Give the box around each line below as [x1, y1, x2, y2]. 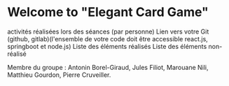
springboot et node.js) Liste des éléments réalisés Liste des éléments [7, 42, 207, 50]
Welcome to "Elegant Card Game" [7, 4, 209, 20]
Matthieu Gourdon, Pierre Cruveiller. [7, 71, 111, 79]
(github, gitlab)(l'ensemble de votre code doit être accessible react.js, [7, 34, 208, 43]
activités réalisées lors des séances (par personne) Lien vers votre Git [7, 27, 209, 36]
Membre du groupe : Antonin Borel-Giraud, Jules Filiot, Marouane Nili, [7, 63, 209, 71]
